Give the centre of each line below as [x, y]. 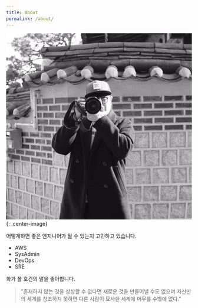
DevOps [24, 260]
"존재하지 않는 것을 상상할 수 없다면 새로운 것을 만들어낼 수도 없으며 [98, 291]
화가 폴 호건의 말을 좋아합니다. [41, 278]
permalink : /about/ [30, 19]
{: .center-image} [27, 223]
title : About [22, 12]
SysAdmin [27, 254]
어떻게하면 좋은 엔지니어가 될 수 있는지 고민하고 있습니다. [71, 236]
